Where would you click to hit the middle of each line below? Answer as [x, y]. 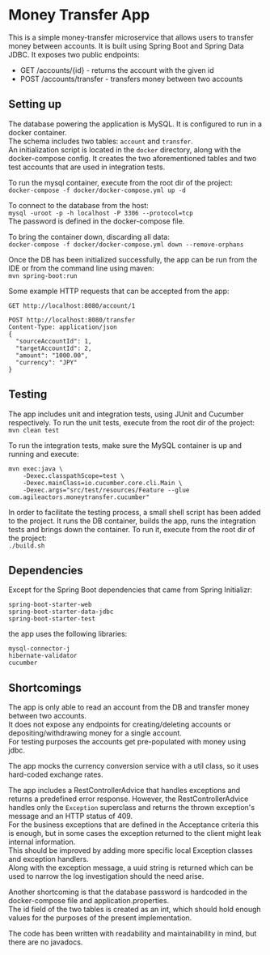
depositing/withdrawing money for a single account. [95, 733]
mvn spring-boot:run [43, 276]
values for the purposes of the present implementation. [100, 918]
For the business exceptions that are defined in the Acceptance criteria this [133, 825]
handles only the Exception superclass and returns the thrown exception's [132, 808]
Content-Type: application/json [63, 327]
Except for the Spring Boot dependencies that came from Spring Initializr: [131, 590]
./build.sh [27, 546]
